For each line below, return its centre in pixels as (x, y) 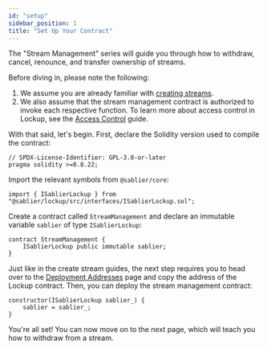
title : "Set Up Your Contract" (61, 31)
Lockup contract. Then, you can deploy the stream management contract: (130, 285)
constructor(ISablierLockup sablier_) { (77, 301)
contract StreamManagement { (57, 240)
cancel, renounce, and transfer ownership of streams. (97, 62)
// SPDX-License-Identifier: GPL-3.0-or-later (87, 158)
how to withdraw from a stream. (61, 338)
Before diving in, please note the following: (79, 78)
